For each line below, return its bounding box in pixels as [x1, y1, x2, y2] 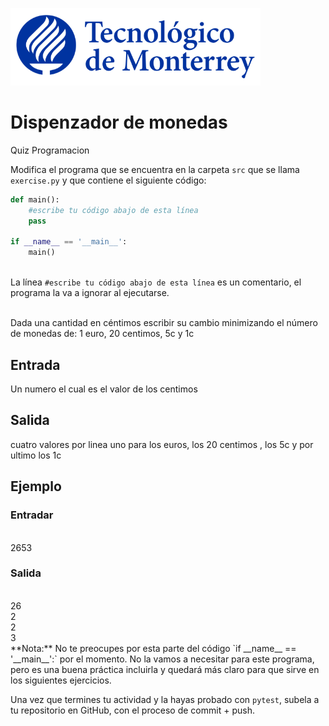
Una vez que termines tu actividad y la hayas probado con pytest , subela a [10, 693, 320, 705]
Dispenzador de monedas [10, 111, 228, 134]
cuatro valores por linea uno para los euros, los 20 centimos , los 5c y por [10, 438, 314, 450]
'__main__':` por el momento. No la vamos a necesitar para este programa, [10, 653, 315, 665]
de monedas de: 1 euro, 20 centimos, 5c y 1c [10, 328, 195, 340]
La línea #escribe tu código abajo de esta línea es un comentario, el [10, 276, 302, 288]
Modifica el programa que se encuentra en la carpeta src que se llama [10, 163, 300, 175]
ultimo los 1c [10, 449, 62, 461]
